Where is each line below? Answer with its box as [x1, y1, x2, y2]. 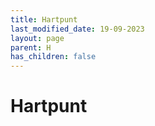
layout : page [10, 33, 65, 43]
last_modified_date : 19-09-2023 [10, 24, 145, 34]
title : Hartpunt [10, 14, 78, 25]
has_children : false [10, 52, 97, 62]
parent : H [10, 42, 52, 53]
